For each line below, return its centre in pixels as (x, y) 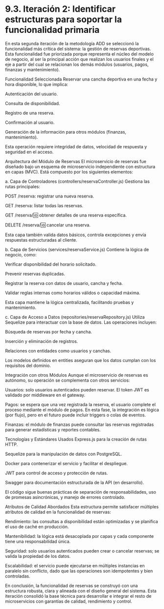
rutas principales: (23, 186)
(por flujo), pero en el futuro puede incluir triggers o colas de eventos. (75, 415)
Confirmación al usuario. (30, 122)
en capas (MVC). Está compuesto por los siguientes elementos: (69, 172)
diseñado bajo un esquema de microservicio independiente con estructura (80, 166)
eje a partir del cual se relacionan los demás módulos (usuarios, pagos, (77, 64)
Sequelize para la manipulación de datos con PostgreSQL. (64, 454)
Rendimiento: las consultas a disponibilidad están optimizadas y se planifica (82, 521)
